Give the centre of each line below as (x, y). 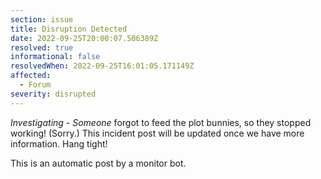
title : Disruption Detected (69, 29)
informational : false (55, 57)
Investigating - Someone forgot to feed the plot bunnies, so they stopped (161, 122)
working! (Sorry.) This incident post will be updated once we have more (157, 133)
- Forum (35, 85)
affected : (31, 76)
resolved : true (42, 47)
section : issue (42, 19)
